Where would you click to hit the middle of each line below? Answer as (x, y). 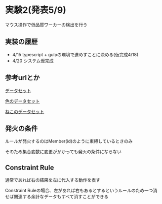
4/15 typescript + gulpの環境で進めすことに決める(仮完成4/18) (75, 54)
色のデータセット (22, 101)
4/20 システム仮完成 (33, 61)
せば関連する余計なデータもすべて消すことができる (57, 197)
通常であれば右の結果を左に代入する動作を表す (53, 180)
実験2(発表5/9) (36, 10)
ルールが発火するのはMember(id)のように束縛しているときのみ (69, 141)
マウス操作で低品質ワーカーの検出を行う (46, 25)
